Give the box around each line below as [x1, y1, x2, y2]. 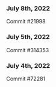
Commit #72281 [6, 75, 46, 82]
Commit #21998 [6, 18, 46, 25]
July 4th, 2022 [6, 61, 51, 70]
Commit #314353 [6, 46, 49, 53]
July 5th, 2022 [6, 33, 50, 41]
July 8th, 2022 [6, 4, 50, 13]
